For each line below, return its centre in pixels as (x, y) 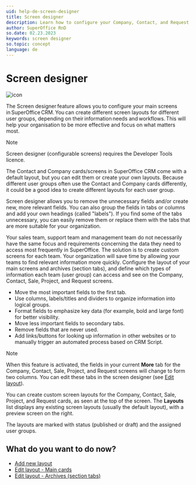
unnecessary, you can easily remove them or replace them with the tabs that (98, 219)
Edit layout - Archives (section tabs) (57, 476)
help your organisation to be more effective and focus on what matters (91, 125)
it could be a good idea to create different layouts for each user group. (90, 190)
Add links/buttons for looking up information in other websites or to (95, 336)
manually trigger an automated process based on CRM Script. (89, 342)
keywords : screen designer (39, 39)
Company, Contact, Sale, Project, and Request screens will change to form (96, 371)
